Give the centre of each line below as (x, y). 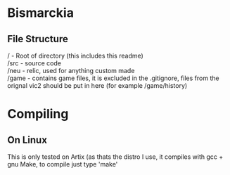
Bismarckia (40, 13)
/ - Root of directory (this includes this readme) (76, 56)
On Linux (27, 140)
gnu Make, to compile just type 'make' (63, 164)
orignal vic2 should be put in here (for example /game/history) (97, 85)
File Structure (38, 39)
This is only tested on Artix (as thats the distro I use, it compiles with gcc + (115, 157)
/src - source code (34, 63)
